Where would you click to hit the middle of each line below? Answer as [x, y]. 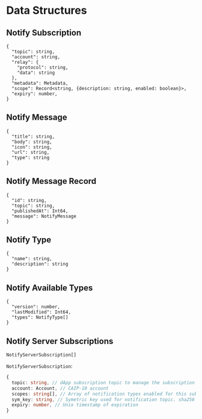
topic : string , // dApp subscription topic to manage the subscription [103, 382]
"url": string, [31, 152]
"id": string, [29, 200]
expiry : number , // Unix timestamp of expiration [75, 405]
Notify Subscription [44, 33]
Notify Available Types [50, 288]
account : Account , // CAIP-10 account [60, 388]
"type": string [31, 158]
